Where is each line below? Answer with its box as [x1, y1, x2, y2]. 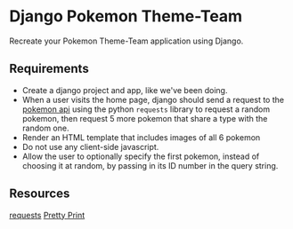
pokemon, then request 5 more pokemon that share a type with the [21, 113, 268, 123]
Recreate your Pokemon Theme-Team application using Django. [9, 36, 244, 46]
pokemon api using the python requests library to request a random [21, 104, 270, 114]
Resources [9, 186, 70, 201]
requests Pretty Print [9, 209, 85, 220]
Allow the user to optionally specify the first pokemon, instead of [21, 151, 260, 162]
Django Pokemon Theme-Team [9, 6, 243, 27]
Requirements [9, 61, 89, 76]
